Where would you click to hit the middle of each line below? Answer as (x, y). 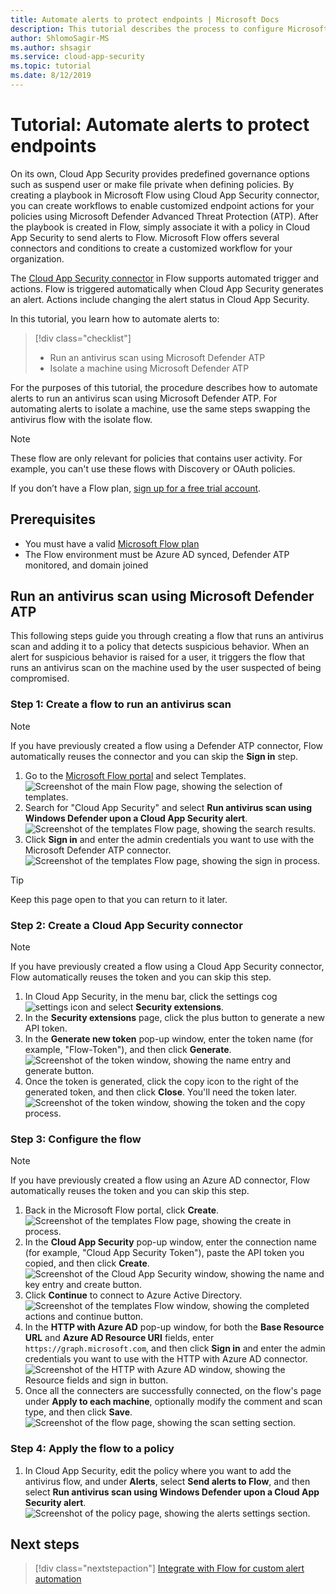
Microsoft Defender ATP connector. (98, 850)
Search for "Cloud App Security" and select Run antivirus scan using (168, 807)
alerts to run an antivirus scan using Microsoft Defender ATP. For (144, 398)
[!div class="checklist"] (83, 338)
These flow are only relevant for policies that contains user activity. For (156, 458)
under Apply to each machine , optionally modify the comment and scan (173, 1402)
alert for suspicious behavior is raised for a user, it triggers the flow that (157, 657)
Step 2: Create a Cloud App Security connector (126, 925)
